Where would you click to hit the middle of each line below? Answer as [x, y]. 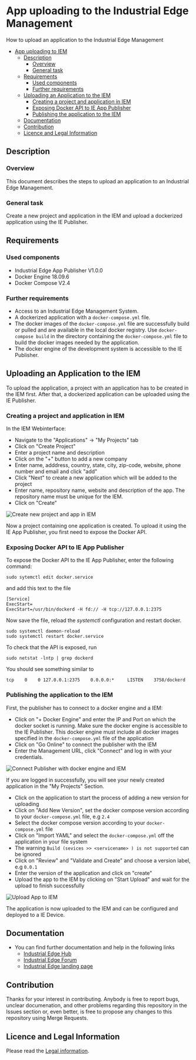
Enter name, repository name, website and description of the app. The [100, 490]
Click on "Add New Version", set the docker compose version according [102, 810]
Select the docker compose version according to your [80, 822]
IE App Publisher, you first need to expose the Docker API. [77, 532]
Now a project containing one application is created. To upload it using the [96, 526]
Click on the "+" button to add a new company [71, 459]
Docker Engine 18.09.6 [42, 277]
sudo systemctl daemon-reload [43, 631]
